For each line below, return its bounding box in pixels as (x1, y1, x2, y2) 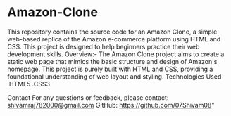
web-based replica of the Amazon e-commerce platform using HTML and (7, 34, 221, 43)
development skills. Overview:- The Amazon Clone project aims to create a (7, 50, 225, 58)
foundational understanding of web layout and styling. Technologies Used (7, 72, 222, 81)
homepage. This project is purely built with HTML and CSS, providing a (7, 65, 213, 73)
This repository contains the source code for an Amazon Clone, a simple (7, 27, 218, 36)
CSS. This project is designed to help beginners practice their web (7, 42, 200, 51)
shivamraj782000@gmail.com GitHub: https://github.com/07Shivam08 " (7, 101, 215, 109)
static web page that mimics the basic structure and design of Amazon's (7, 57, 218, 65)
